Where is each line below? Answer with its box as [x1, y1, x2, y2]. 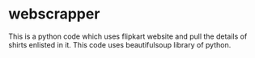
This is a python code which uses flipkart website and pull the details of [8, 31, 248, 41]
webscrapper [8, 5, 100, 23]
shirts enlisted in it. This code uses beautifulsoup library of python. [8, 39, 232, 49]
